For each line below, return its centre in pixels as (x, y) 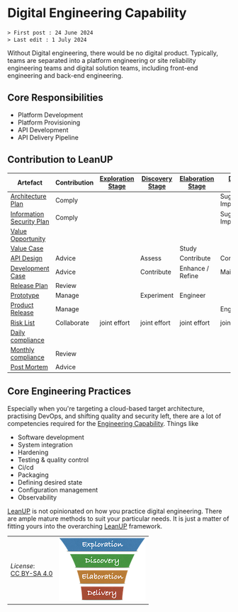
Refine (189, 276)
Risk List (23, 323)
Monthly (22, 350)
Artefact (30, 183)
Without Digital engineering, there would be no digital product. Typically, (113, 53)
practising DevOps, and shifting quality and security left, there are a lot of (114, 416)
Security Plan (30, 221)
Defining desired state (50, 482)
